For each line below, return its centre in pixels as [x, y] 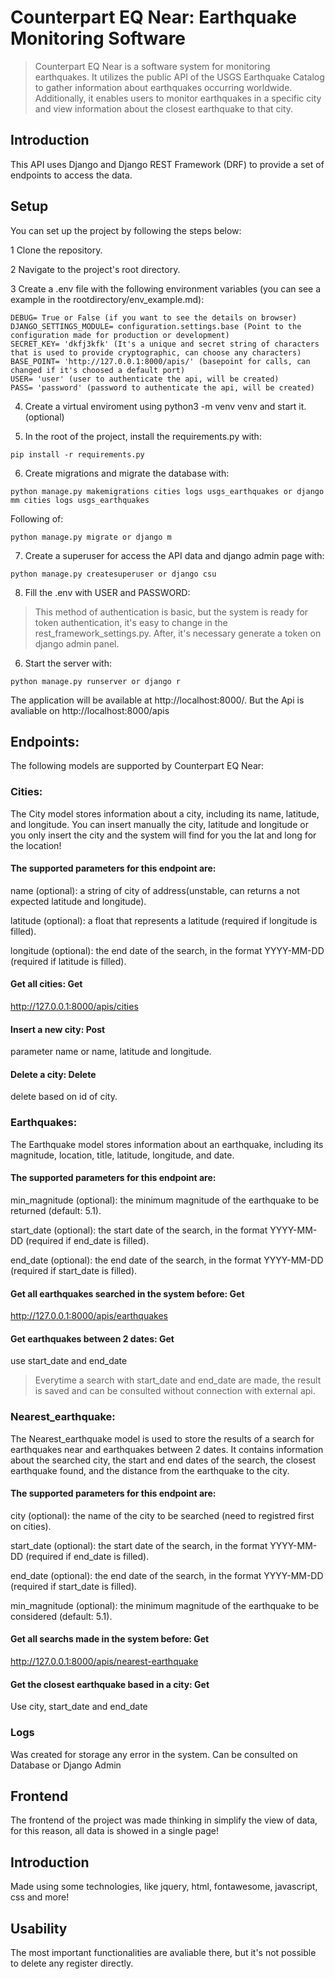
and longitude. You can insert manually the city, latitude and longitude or [159, 824]
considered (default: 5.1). [61, 1616]
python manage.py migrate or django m [91, 537]
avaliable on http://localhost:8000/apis [90, 710]
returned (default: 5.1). [56, 1210]
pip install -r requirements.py [77, 454]
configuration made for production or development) [120, 335]
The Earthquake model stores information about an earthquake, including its [167, 1144]
